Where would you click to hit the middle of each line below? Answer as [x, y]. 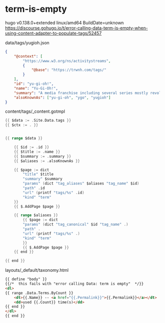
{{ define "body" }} [26, 279]
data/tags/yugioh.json [27, 42]
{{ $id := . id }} [32, 147]
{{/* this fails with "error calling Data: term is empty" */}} [74, 284]
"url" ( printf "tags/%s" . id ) [54, 193]
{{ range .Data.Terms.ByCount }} [39, 293]
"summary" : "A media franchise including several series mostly [81, 93]
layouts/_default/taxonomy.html [37, 270]
